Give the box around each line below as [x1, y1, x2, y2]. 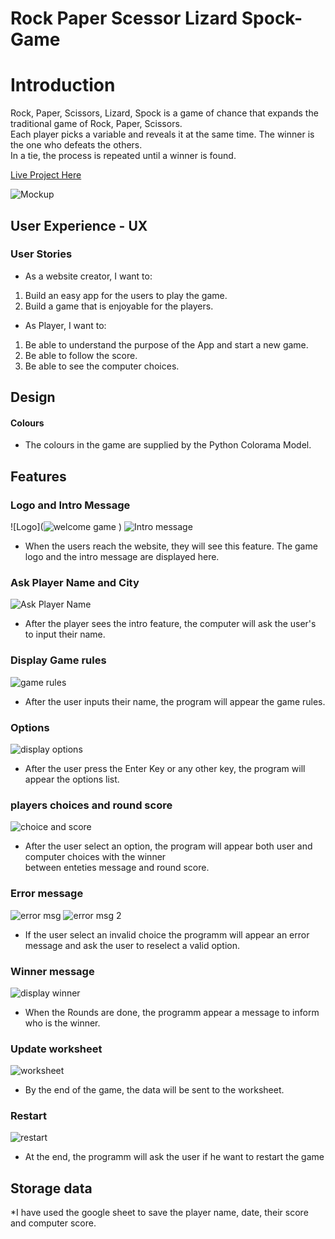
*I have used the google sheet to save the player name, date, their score [10, 1207, 309, 1219]
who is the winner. [24, 1017, 101, 1029]
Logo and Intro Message [10, 498, 131, 512]
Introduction [10, 74, 116, 97]
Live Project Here [10, 169, 82, 181]
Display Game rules [10, 653, 107, 667]
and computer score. [10, 1217, 97, 1229]
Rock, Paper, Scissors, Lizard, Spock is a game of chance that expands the [10, 107, 319, 119]
